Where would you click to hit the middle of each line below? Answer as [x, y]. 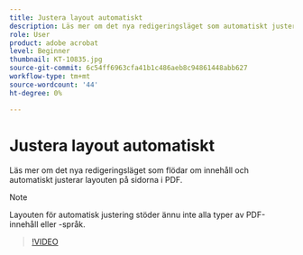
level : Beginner [40, 51]
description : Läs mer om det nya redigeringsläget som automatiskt [139, 26]
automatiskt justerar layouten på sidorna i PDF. [96, 180]
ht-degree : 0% [36, 93]
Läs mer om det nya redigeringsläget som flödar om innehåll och [129, 170]
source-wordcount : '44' [54, 85]
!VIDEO [45, 242]
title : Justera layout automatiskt [76, 18]
